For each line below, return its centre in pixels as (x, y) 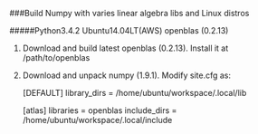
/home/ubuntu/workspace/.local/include (97, 120)
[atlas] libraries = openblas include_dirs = (100, 110)
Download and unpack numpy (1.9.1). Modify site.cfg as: (127, 75)
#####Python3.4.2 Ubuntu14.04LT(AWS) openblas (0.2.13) (119, 30)
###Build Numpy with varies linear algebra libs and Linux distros (129, 13)
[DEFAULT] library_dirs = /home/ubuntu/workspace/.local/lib (134, 93)
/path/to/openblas (56, 57)
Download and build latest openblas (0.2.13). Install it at (125, 48)
